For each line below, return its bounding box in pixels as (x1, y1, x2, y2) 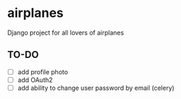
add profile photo (17, 67, 69, 76)
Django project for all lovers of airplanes (7, 28, 124, 37)
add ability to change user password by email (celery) (17, 83, 175, 92)
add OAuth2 (17, 76, 53, 84)
